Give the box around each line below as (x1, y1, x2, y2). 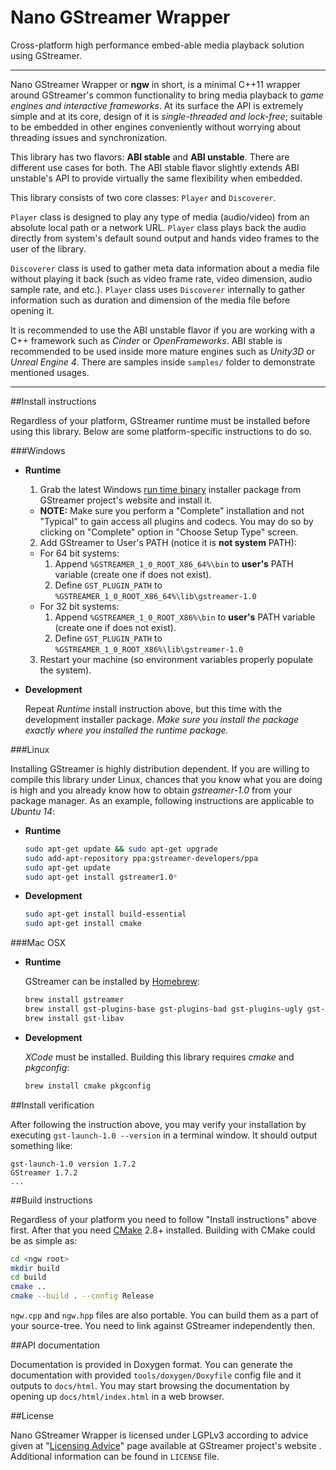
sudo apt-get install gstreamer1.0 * (24, 872, 178, 882)
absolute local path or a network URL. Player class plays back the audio (10, 221, 307, 233)
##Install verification (10, 1099, 95, 1111)
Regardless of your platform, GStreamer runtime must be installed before (10, 414, 311, 426)
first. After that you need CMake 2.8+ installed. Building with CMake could (10, 1224, 316, 1236)
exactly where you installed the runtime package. (24, 724, 229, 736)
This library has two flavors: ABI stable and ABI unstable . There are (10, 151, 290, 163)
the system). (39, 664, 92, 676)
